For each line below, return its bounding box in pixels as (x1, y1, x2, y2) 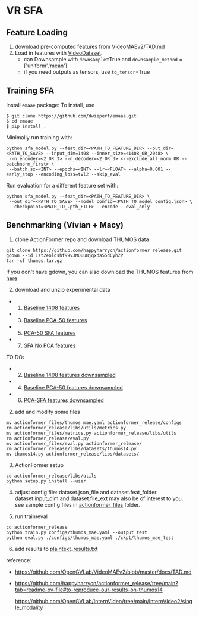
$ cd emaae (6, 118, 33, 124)
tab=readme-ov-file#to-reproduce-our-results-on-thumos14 (14, 586, 163, 593)
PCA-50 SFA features (23, 329, 76, 336)
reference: (6, 556, 31, 563)
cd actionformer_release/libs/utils (6, 473, 97, 479)
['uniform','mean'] (23, 62, 67, 69)
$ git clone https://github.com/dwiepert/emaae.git (6, 113, 137, 119)
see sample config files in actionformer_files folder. (14, 501, 141, 508)
